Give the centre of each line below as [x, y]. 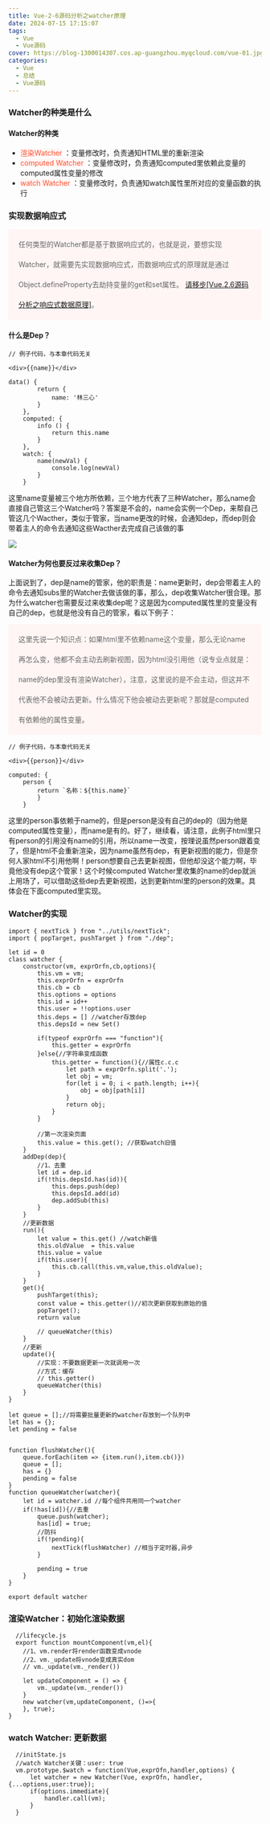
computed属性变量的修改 [61, 173]
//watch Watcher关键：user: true [70, 1764]
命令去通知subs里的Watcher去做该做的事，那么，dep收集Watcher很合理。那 [135, 592]
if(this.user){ [63, 1260]
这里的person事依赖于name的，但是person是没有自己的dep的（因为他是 [128, 821]
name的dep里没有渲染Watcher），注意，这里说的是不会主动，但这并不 [134, 679]
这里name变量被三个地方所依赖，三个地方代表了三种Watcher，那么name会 [132, 498]
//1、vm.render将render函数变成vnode [82, 1651]
